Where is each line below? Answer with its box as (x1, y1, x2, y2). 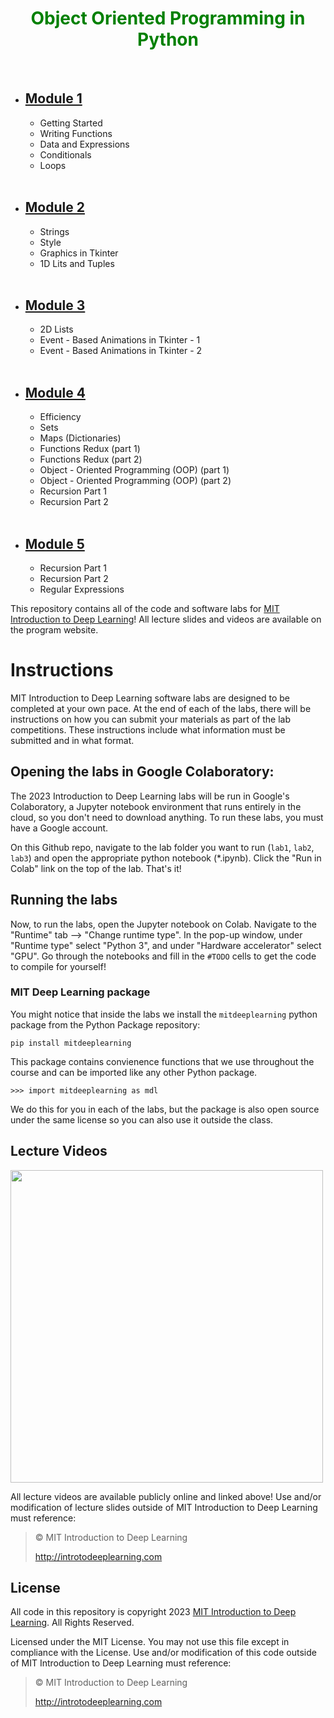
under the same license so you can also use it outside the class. (10, 1113, 274, 1126)
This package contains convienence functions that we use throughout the (10, 1055, 315, 1067)
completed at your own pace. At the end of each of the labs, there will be (10, 702, 312, 714)
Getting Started (39, 117, 103, 129)
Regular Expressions (39, 583, 125, 595)
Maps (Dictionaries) (39, 432, 122, 444)
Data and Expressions (39, 138, 130, 150)
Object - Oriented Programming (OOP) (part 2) (39, 475, 232, 487)
